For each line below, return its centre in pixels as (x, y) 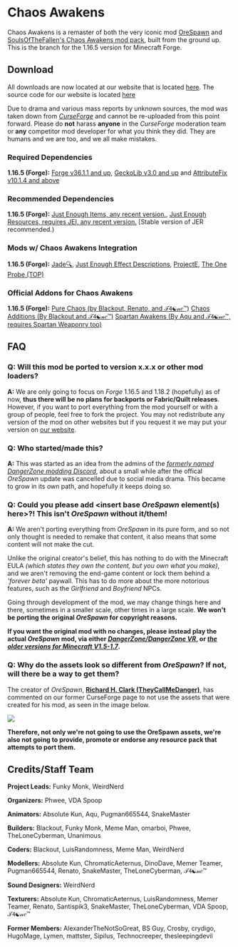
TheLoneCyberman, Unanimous (54, 836)
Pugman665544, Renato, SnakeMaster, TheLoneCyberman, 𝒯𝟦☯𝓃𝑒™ (107, 871)
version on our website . (42, 430)
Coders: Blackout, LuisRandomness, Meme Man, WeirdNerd (96, 849)
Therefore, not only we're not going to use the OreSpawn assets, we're (114, 731)
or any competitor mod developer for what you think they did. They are (112, 131)
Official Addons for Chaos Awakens (70, 293)
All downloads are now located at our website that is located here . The (111, 87)
